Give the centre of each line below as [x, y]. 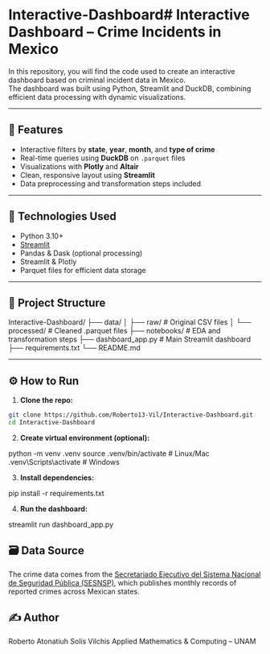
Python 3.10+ [42, 236]
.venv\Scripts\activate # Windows [64, 462]
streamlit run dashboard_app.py [61, 524]
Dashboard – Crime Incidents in [115, 32]
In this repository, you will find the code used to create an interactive [122, 71]
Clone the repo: [47, 400]
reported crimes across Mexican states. [74, 591]
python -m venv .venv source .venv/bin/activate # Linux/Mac [109, 453]
